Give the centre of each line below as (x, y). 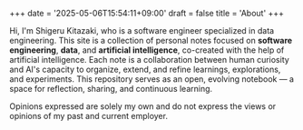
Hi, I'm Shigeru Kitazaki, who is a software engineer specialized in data (142, 30)
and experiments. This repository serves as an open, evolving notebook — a (152, 79)
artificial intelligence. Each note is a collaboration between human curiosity (150, 60)
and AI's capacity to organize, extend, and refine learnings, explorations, (145, 69)
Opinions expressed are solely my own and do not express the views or (143, 106)
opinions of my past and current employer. (88, 116)
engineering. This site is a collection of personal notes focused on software (151, 40)
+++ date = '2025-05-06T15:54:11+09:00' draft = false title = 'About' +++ (147, 13)
